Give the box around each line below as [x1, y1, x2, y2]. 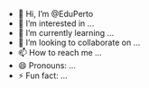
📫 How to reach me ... [17, 48, 102, 57]
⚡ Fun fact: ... [17, 70, 68, 81]
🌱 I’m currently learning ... [17, 28, 115, 38]
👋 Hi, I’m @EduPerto [17, 9, 94, 19]
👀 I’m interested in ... [17, 18, 95, 29]
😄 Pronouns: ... [17, 60, 77, 71]
